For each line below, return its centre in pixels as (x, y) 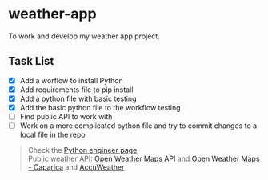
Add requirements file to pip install (76, 90)
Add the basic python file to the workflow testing (100, 107)
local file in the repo (52, 135)
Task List (31, 61)
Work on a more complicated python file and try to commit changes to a (138, 126)
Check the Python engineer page (82, 150)
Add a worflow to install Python (72, 80)
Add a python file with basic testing (78, 98)
